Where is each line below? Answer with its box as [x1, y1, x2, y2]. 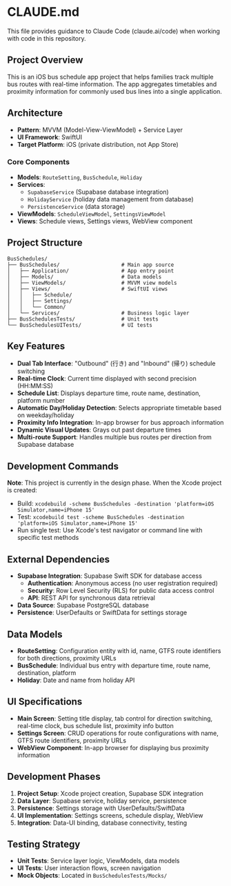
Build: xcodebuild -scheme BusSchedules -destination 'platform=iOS [17, 499, 214, 507]
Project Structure [7, 237, 83, 249]
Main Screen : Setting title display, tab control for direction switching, [17, 714, 213, 723]
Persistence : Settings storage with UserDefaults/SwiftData [17, 804, 185, 812]
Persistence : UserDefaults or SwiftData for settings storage [17, 608, 188, 617]
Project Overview [7, 54, 83, 66]
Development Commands [7, 460, 119, 472]
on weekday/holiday [17, 411, 74, 419]
